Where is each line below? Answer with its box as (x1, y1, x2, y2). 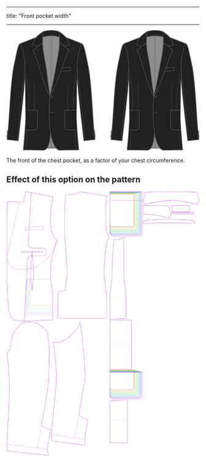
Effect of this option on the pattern (6, 174, 141, 185)
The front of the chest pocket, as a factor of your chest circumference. (6, 157, 185, 164)
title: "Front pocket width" (6, 12, 72, 19)
